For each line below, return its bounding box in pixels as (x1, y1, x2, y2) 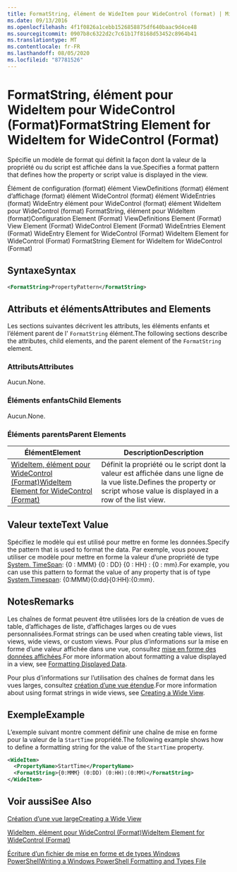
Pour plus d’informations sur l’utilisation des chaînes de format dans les (7, 673, 215, 682)
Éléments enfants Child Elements (7, 395, 122, 405)
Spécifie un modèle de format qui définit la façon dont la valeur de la (7, 155, 207, 163)
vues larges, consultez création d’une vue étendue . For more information (7, 680, 217, 690)
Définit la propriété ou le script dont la (101, 460, 226, 470)
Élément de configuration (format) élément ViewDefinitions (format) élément (7, 184, 229, 192)
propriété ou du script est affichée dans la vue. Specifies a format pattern (7, 163, 219, 171)
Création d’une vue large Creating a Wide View (7, 814, 142, 822)
